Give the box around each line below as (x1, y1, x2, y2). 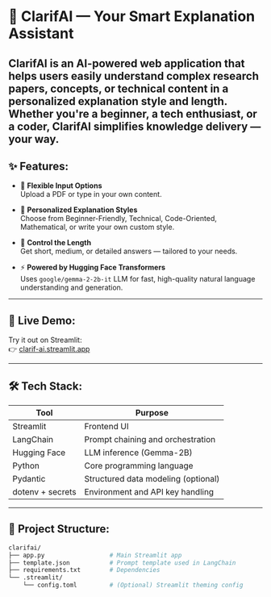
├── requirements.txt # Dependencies (8, 566, 161, 574)
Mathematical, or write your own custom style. (19, 222, 175, 232)
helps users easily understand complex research (8, 69, 260, 83)
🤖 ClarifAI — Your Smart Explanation (8, 7, 256, 26)
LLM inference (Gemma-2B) (84, 447, 193, 458)
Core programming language (84, 460, 194, 471)
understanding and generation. (19, 282, 123, 293)
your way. (8, 132, 60, 146)
